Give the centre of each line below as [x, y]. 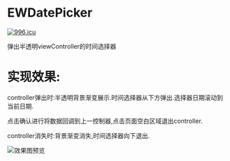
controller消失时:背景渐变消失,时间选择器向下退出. [78, 135]
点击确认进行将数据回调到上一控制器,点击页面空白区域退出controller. [105, 121]
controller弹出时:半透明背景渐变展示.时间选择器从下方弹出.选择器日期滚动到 [115, 97]
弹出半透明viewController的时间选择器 [62, 46]
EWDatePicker [50, 13]
